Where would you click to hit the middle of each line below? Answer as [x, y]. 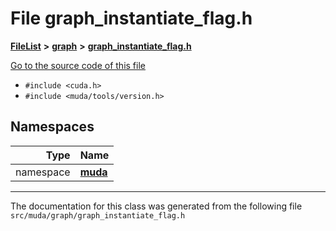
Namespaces [52, 127]
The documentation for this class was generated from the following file [156, 206]
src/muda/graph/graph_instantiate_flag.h [98, 215]
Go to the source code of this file [78, 65]
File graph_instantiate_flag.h [131, 18]
